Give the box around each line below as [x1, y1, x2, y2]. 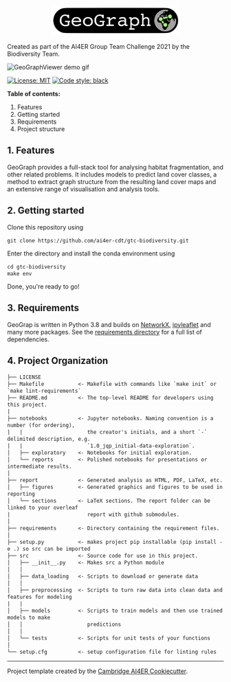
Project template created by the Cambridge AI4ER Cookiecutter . [7, 667, 188, 675]
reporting [7, 490, 36, 498]
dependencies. [7, 335, 49, 343]
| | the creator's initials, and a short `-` [7, 429, 208, 436]
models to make [7, 614, 51, 622]
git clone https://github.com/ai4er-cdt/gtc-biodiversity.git [7, 237, 189, 244]
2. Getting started [7, 205, 85, 216]
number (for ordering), [7, 422, 76, 429]
